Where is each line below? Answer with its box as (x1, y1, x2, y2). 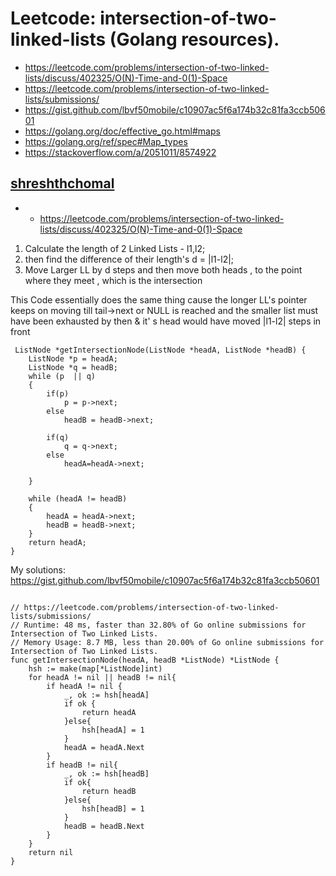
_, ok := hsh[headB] (63, 768, 150, 779)
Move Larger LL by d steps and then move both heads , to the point (24, 263, 303, 276)
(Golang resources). (109, 28, 280, 51)
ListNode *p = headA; (28, 353, 118, 364)
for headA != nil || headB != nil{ (28, 672, 177, 682)
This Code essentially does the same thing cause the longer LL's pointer (10, 293, 308, 306)
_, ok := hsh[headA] (63, 690, 150, 700)
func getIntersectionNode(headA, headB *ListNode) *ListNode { (10, 655, 280, 665)
